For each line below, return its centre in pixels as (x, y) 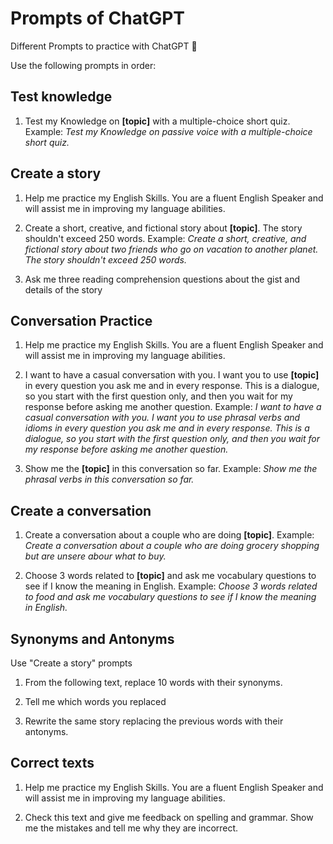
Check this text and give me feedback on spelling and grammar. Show (169, 817)
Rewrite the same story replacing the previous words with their (154, 721)
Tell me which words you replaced (95, 701)
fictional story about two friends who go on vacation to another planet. (171, 249)
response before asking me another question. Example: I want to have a (173, 407)
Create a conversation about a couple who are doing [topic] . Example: (169, 535)
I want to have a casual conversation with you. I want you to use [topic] (172, 375)
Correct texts (52, 763)
